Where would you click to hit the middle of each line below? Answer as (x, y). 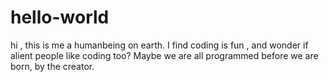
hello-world (60, 17)
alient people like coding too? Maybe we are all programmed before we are (164, 55)
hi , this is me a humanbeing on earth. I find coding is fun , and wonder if (159, 45)
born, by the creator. (52, 66)
